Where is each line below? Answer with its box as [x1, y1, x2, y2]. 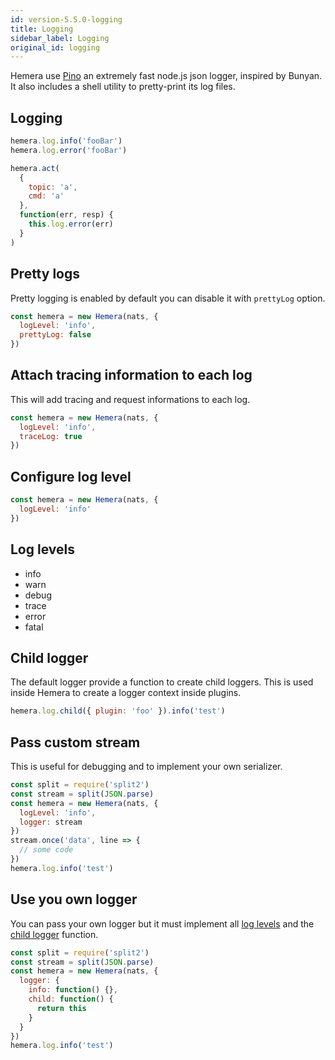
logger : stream [19, 817, 83, 827]
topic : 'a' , [28, 182, 78, 192]
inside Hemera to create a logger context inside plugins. [10, 687, 242, 699]
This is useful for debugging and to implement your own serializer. [10, 761, 283, 773]
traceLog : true [19, 431, 83, 441]
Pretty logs [10, 266, 80, 283]
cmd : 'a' [28, 191, 65, 201]
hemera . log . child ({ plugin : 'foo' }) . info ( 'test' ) [10, 706, 226, 716]
